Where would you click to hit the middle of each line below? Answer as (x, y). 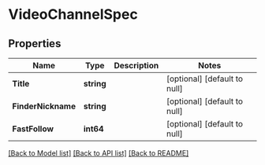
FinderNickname (44, 106)
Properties (35, 44)
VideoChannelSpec (73, 15)
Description (136, 66)
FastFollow (33, 129)
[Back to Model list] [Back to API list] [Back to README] (99, 153)
